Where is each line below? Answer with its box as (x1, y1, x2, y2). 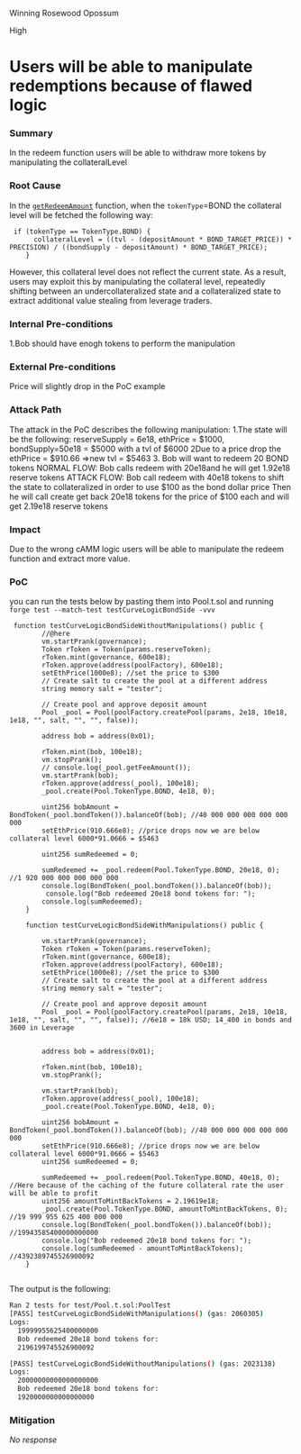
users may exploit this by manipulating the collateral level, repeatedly (9, 276, 266, 286)
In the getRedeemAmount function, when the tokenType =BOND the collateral (9, 200, 282, 211)
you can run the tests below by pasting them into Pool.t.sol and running (9, 596, 274, 607)
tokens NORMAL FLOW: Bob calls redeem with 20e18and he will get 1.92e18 (9, 462, 291, 473)
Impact (9, 523, 41, 535)
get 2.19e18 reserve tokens (9, 500, 108, 512)
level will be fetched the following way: (9, 209, 153, 220)
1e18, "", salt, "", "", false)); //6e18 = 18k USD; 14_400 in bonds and (9, 1015, 293, 1025)
